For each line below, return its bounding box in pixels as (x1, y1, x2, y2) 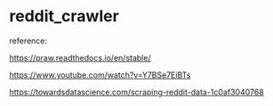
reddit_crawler (9, 6, 120, 26)
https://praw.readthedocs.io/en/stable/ (9, 52, 151, 63)
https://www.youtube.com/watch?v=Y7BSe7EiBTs (9, 69, 191, 80)
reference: (9, 35, 47, 46)
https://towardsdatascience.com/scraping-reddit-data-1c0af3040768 (9, 87, 264, 97)
